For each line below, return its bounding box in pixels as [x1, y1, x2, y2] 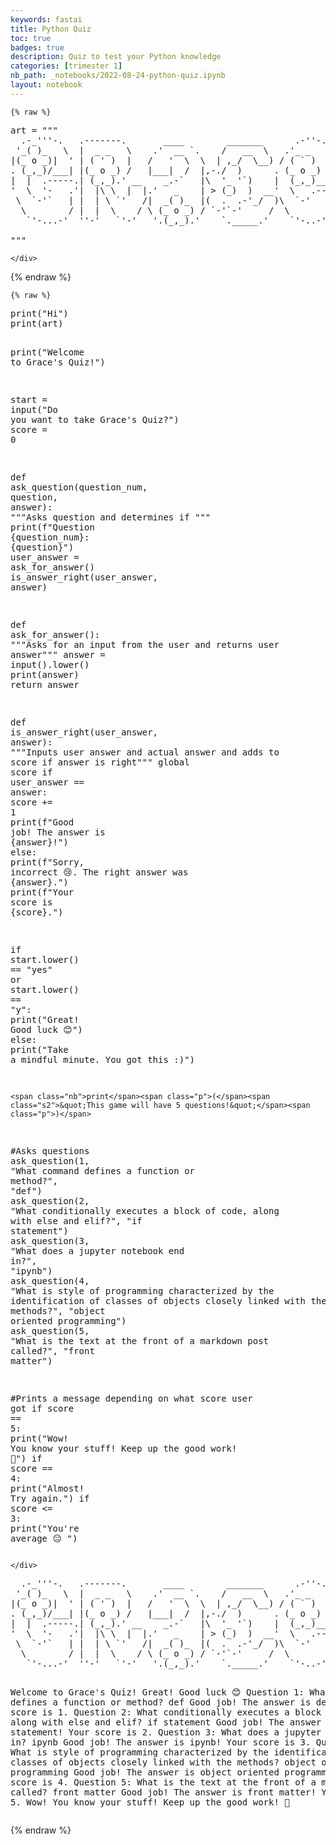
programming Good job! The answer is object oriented [10, 1766, 280, 1778]
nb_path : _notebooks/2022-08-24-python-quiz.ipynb [10, 71, 226, 81]
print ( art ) [10, 317, 64, 329]
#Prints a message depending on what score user [10, 1392, 253, 1404]
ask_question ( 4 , [10, 1275, 90, 1286]
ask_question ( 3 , [10, 1235, 90, 1246]
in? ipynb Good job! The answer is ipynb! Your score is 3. [10, 1736, 312, 1748]
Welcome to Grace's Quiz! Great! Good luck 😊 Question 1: [10, 1686, 305, 1698]
